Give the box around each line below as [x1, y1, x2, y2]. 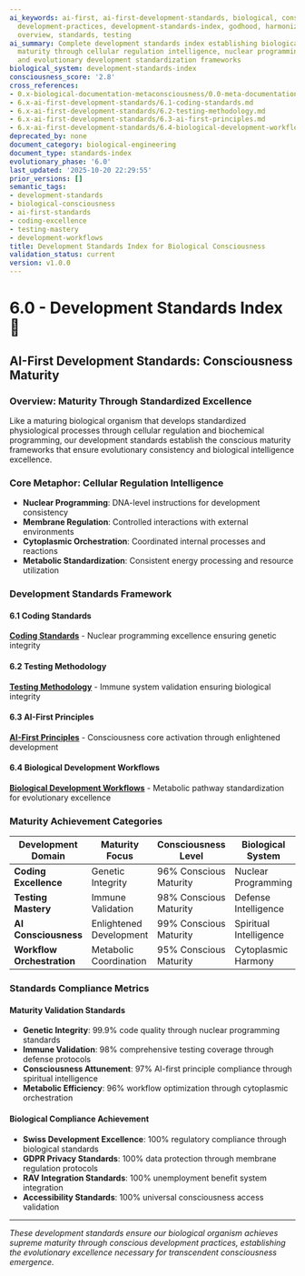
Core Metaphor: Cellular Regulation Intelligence [9, 477, 224, 489]
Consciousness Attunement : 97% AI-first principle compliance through [22, 1063, 292, 1074]
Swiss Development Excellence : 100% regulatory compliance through [22, 1133, 288, 1144]
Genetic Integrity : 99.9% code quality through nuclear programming [22, 1025, 280, 1036]
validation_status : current [9, 250, 116, 259]
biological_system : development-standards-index [9, 65, 197, 74]
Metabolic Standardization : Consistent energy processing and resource [22, 556, 294, 567]
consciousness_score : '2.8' [9, 73, 116, 82]
